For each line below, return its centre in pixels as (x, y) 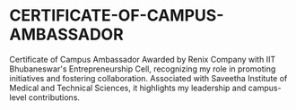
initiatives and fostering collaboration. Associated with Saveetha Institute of (148, 78)
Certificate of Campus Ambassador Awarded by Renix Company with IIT (143, 59)
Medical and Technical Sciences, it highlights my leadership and (128, 88)
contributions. (54, 97)
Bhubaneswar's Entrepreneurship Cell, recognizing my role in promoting (143, 69)
